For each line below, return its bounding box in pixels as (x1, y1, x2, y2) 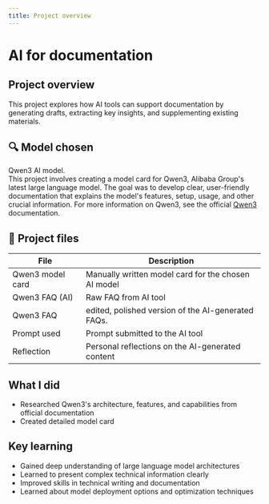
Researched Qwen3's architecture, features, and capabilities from (19, 400, 238, 409)
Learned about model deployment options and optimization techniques (19, 486, 254, 496)
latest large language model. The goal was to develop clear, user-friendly (8, 183, 250, 192)
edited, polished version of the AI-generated (85, 305, 254, 317)
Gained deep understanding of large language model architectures (19, 461, 240, 470)
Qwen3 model (12, 269, 66, 280)
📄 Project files (8, 232, 79, 245)
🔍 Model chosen (8, 141, 94, 155)
